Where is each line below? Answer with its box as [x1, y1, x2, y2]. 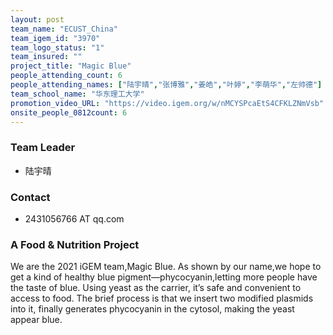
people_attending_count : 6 [10, 71, 123, 81]
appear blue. [10, 314, 63, 326]
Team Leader [10, 141, 76, 155]
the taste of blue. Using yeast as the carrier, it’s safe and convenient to [10, 282, 302, 294]
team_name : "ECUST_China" [10, 24, 118, 34]
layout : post [10, 14, 65, 25]
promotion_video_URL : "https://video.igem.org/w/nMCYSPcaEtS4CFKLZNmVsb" [10, 98, 325, 108]
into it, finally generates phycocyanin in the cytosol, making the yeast [10, 303, 295, 315]
